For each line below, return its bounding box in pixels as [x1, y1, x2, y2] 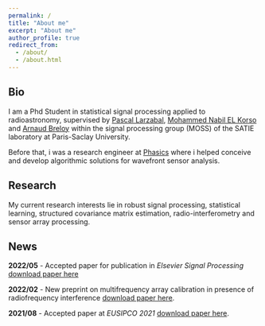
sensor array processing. [8, 216, 91, 227]
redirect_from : [8, 41, 59, 49]
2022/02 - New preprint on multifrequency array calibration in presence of [8, 285, 255, 294]
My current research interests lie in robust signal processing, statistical [8, 200, 241, 209]
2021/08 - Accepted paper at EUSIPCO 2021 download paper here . [8, 309, 229, 318]
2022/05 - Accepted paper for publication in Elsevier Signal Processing [8, 261, 244, 270]
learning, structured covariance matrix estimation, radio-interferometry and [8, 208, 255, 218]
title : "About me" [8, 19, 69, 27]
